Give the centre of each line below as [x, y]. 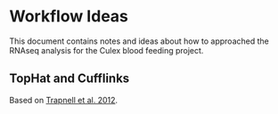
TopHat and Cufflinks [69, 79]
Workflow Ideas [69, 16]
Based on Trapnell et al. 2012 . [64, 100]
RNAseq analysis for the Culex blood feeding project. [106, 50]
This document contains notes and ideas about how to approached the [139, 41]
